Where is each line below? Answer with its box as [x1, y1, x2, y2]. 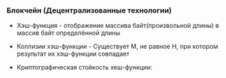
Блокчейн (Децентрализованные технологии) [6, 6, 172, 15]
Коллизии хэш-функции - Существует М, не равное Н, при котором [16, 42, 218, 51]
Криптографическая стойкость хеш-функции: [16, 63, 153, 72]
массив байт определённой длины [16, 29, 121, 37]
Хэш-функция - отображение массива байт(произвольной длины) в [16, 22, 219, 30]
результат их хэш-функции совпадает [16, 49, 130, 58]
